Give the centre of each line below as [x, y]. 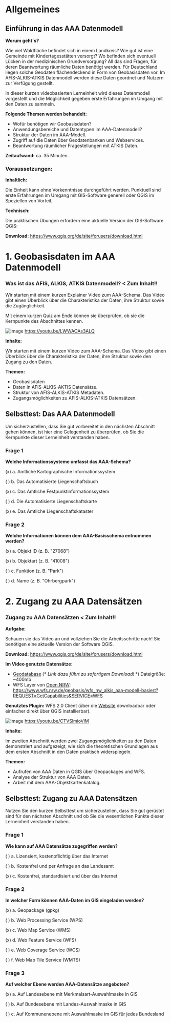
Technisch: [17, 211]
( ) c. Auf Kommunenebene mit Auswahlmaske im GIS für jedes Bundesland [85, 1014]
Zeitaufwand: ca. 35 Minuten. [37, 155]
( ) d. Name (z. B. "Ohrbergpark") [40, 581]
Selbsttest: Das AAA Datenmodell [60, 414]
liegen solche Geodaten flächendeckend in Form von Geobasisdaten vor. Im [85, 72]
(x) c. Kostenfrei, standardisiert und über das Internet [61, 876]
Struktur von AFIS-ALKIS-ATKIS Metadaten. [59, 392]
